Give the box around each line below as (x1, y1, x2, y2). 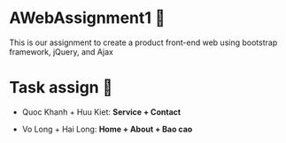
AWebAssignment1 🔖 (9, 8, 166, 28)
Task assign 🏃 (9, 78, 113, 98)
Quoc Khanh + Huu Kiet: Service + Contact (21, 106, 182, 117)
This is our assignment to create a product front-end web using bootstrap (9, 37, 278, 48)
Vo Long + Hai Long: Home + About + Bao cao (21, 124, 193, 134)
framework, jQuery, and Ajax (9, 46, 113, 56)
